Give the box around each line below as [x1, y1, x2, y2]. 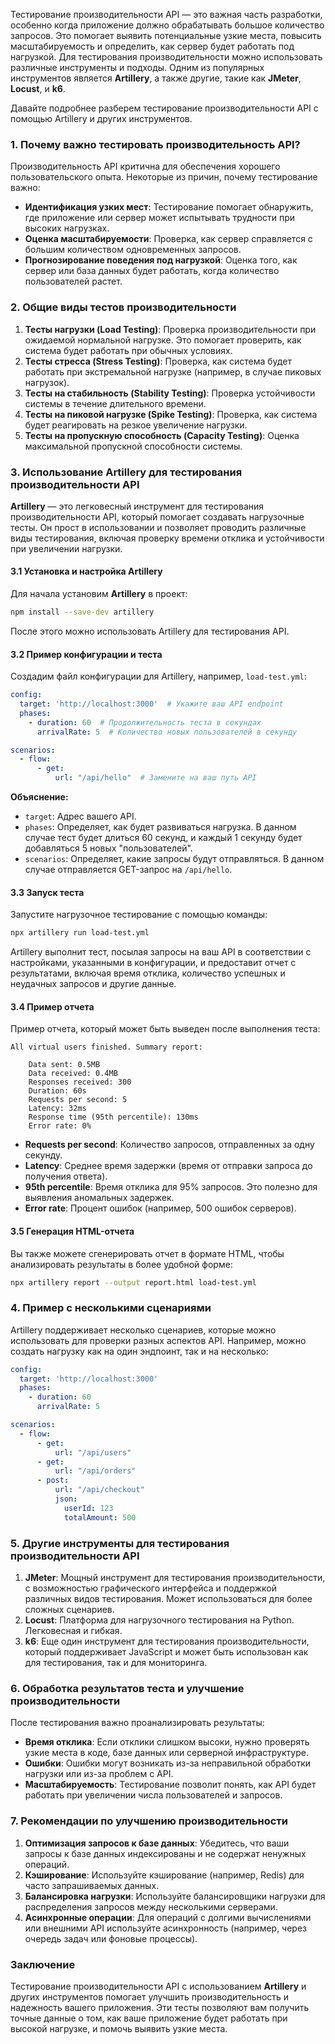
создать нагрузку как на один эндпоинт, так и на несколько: [10, 1345, 269, 1357]
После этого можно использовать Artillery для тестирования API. [10, 625, 290, 637]
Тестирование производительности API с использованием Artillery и [10, 1980, 307, 1992]
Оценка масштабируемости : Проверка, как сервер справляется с [24, 233, 313, 245]
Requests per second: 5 [28, 1095, 128, 1105]
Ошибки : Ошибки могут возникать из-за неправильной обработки [24, 1757, 312, 1769]
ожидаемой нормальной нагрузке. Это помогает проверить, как [24, 334, 302, 346]
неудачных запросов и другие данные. [10, 978, 177, 990]
